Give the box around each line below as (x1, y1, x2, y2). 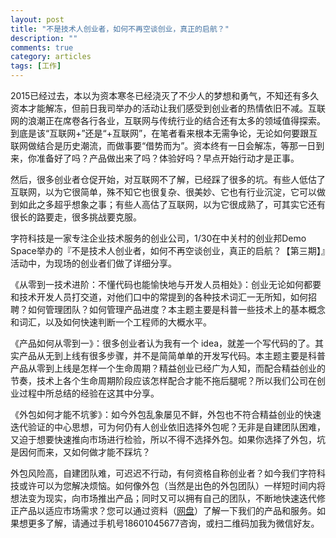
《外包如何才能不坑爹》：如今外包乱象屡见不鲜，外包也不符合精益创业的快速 (10, 409, 322, 420)
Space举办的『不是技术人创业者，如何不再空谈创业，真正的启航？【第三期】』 (10, 245, 326, 256)
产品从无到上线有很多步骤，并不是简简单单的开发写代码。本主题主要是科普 (18, 350, 326, 361)
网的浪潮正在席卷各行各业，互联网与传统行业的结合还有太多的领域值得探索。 (10, 115, 326, 126)
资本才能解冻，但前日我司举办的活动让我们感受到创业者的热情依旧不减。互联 (10, 102, 326, 114)
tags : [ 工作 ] (10, 61, 62, 71)
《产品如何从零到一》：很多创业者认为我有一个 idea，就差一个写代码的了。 (10, 337, 316, 349)
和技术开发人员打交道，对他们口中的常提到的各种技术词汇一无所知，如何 (10, 291, 308, 303)
